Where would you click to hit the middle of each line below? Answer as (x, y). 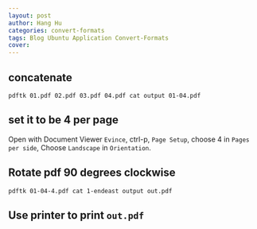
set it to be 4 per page (64, 120)
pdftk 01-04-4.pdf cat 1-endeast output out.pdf (90, 191)
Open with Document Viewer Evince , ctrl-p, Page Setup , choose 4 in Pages (129, 139)
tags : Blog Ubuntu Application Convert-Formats (89, 38)
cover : (19, 45)
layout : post (30, 16)
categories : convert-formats (56, 30)
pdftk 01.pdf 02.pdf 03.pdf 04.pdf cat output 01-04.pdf (105, 95)
